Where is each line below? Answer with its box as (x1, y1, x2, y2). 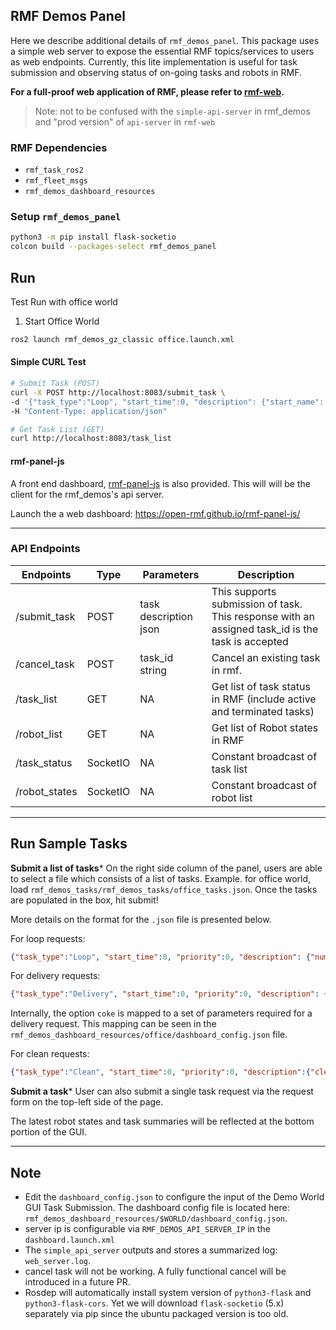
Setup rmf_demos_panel (10, 210, 122, 224)
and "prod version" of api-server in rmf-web (34, 115, 216, 128)
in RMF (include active (211, 692, 317, 706)
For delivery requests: (10, 970, 101, 982)
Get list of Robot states (211, 720, 319, 734)
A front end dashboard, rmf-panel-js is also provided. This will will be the (10, 477, 311, 489)
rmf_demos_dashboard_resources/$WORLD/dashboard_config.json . (24, 1212, 288, 1224)
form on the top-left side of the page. (10, 1096, 164, 1108)
